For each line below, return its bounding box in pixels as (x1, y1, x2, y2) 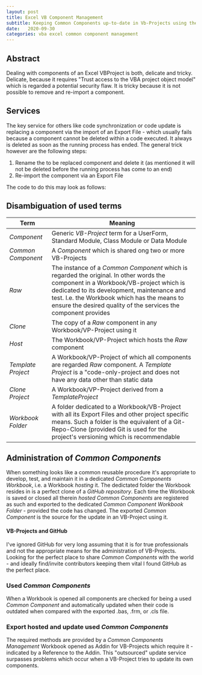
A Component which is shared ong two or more (51, 246, 185, 254)
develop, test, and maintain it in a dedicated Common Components (6, 475, 171, 483)
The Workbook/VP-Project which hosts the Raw (51, 335, 188, 344)
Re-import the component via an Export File (14, 172, 124, 179)
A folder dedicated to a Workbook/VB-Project (51, 402, 182, 411)
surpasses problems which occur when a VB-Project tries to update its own (6, 656, 194, 663)
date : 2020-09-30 (6, 25, 55, 32)
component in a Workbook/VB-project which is (51, 278, 185, 287)
